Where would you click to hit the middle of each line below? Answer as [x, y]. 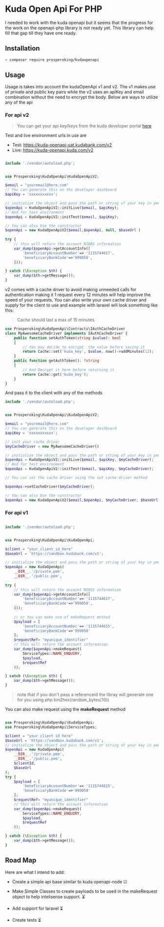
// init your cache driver [32, 442]
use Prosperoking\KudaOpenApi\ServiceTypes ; [51, 727]
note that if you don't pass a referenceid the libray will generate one [85, 695]
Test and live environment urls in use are [46, 135]
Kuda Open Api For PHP [54, 9]
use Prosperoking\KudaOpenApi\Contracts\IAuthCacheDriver [65, 329]
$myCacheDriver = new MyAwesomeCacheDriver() [52, 446]
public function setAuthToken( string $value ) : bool [67, 338]
